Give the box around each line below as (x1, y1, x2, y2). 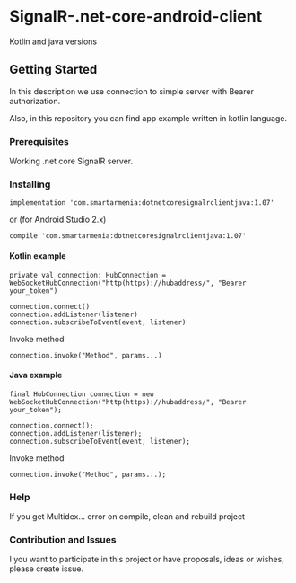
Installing (9, 178, 51, 190)
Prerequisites (9, 135, 69, 147)
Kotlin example (9, 250, 66, 261)
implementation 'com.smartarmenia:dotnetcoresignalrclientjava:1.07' (9, 199, 275, 208)
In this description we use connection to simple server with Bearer (9, 85, 254, 96)
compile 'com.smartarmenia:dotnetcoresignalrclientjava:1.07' (9, 232, 247, 241)
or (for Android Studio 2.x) (9, 214, 107, 225)
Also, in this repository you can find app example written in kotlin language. (9, 112, 288, 123)
